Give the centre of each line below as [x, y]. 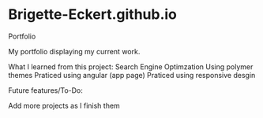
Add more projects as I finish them [64, 105]
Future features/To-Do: [45, 90]
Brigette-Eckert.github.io [93, 15]
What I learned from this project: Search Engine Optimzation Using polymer [131, 66]
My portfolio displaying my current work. [74, 51]
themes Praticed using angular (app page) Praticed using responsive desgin [132, 75]
